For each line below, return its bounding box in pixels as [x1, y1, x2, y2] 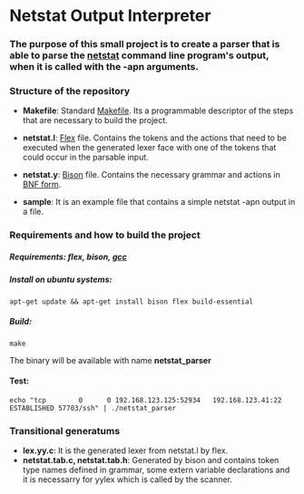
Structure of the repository [9, 85, 131, 98]
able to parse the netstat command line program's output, [9, 49, 270, 62]
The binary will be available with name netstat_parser [9, 354, 211, 365]
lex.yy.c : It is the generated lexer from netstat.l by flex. [22, 445, 229, 456]
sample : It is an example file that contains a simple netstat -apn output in [22, 197, 296, 208]
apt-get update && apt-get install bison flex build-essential [9, 296, 254, 306]
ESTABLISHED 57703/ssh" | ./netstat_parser [9, 403, 177, 412]
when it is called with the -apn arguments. [9, 61, 200, 73]
